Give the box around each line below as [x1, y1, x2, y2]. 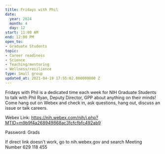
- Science [5, 58, 26, 62]
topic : [5, 48, 19, 53]
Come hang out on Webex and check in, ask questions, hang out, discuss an [5, 99, 161, 106]
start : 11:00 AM [5, 30, 38, 35]
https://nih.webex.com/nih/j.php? [31, 114, 99, 121]
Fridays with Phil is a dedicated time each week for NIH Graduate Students [5, 89, 157, 95]
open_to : [5, 39, 23, 44]
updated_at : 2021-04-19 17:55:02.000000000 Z [5, 76, 100, 81]
